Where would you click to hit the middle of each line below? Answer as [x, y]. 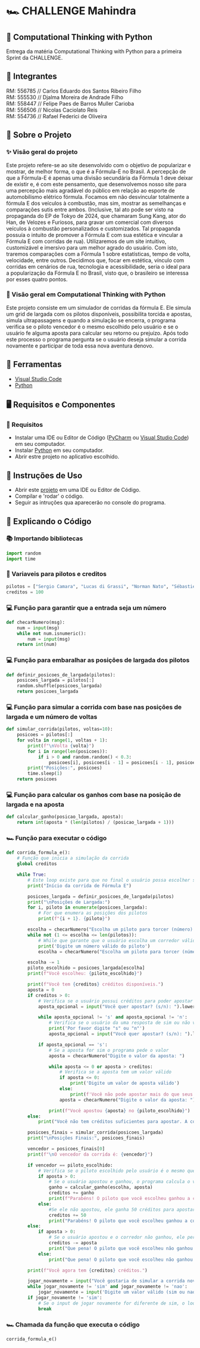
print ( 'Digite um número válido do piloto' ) [94, 946]
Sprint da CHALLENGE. [35, 58]
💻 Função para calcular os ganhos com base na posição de [94, 795]
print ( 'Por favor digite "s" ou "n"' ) [97, 1029]
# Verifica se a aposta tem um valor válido [115, 1072]
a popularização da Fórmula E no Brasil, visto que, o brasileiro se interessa [97, 273]
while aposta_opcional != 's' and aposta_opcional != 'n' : [112, 1017]
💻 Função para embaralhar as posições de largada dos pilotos [98, 660]
